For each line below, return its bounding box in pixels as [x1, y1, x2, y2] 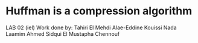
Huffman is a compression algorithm [5, 4, 193, 18]
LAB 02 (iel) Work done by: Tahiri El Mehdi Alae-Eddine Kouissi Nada [5, 24, 177, 31]
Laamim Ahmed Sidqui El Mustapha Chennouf [5, 30, 120, 37]
